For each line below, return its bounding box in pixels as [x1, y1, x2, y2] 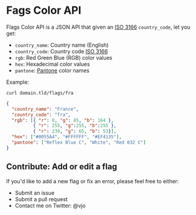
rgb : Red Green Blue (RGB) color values [14, 54, 113, 61]
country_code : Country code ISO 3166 [14, 47, 108, 54]
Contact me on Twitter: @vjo [14, 202, 86, 209]
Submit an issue [14, 189, 55, 196]
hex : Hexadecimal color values [14, 60, 90, 68]
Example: [6, 78, 29, 86]
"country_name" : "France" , [11, 106, 79, 112]
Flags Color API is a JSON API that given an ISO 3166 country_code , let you [6, 23, 191, 31]
